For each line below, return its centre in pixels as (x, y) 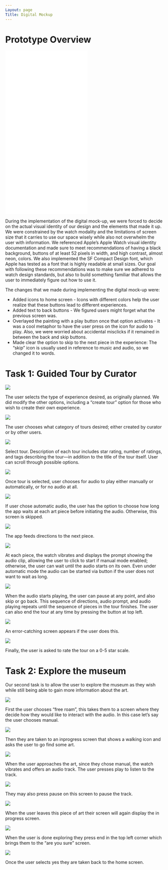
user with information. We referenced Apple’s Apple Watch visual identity (81, 243)
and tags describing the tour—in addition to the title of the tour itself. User (82, 457)
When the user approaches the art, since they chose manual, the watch (79, 764)
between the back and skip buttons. (50, 337)
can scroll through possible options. (42, 462)
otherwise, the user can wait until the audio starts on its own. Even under (81, 566)
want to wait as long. (27, 577)
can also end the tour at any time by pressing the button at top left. (74, 612)
